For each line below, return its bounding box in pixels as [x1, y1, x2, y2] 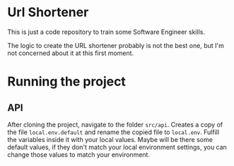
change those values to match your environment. [7, 150, 151, 159]
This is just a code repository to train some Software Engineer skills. [7, 28, 205, 36]
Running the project [7, 73, 126, 90]
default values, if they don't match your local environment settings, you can [7, 143, 228, 151]
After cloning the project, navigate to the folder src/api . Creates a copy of [7, 120, 223, 129]
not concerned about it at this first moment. [7, 49, 134, 57]
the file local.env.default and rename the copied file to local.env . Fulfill [7, 128, 220, 136]
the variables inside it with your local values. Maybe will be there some [7, 135, 213, 143]
